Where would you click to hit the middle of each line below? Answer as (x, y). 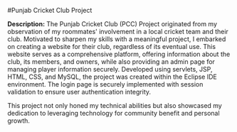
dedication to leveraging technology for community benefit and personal (114, 113)
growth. (19, 121)
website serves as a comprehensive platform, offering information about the (119, 54)
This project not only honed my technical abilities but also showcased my (115, 105)
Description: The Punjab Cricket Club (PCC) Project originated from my (112, 24)
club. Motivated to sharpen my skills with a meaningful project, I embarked (117, 39)
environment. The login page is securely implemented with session (105, 84)
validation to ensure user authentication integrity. (79, 92)
